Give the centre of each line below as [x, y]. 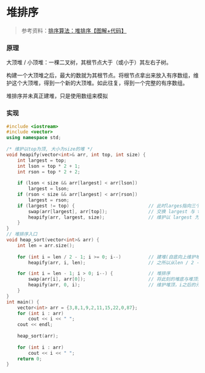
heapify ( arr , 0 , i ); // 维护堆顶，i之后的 [112, 285]
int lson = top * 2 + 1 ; [49, 166]
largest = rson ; [49, 200]
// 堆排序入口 [22, 234]
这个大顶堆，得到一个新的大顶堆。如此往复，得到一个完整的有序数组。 [99, 83]
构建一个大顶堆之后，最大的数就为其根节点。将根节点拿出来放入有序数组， [100, 75]
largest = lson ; [49, 189]
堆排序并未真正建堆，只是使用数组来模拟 [57, 96]
